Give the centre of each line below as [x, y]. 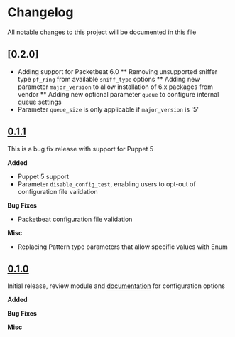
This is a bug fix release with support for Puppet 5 [81, 149]
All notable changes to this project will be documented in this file [102, 32]
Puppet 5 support [43, 176]
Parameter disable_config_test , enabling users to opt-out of [107, 184]
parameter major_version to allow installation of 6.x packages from [115, 87]
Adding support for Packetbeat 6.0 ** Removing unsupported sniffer [117, 71]
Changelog [40, 12]
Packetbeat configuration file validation [75, 219]
